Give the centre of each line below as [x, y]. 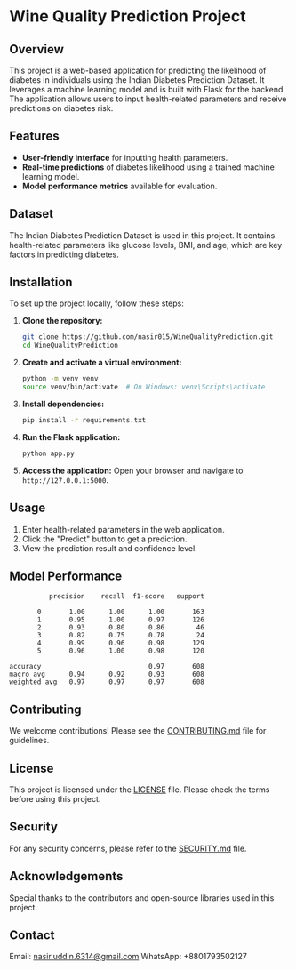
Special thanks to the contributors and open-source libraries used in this [142, 898]
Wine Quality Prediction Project [128, 16]
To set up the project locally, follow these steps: [97, 303]
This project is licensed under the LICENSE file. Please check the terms [140, 790]
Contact [32, 935]
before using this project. [55, 798]
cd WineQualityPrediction [70, 345]
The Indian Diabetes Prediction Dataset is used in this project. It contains [142, 235]
